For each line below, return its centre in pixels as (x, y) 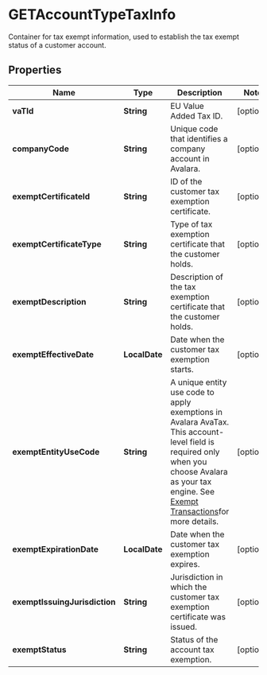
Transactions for (200, 511)
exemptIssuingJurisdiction (64, 602)
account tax (192, 650)
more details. (195, 521)
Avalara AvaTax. (200, 421)
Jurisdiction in (197, 576)
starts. (182, 369)
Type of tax (192, 224)
